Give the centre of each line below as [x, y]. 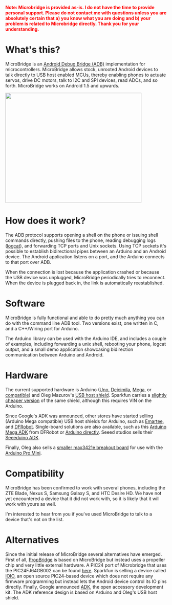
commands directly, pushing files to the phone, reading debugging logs [81, 240]
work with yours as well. [31, 504]
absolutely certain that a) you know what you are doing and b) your [78, 18]
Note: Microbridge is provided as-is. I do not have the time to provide [80, 7]
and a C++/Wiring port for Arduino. [42, 328]
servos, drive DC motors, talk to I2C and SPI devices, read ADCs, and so [81, 80]
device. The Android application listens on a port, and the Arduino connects [85, 256]
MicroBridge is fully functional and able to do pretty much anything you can [85, 318]
